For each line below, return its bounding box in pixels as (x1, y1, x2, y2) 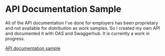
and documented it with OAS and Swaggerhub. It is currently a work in (5, 30, 150, 36)
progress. (5, 36, 25, 42)
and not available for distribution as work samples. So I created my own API (5, 25, 161, 31)
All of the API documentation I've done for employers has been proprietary (5, 20, 159, 26)
